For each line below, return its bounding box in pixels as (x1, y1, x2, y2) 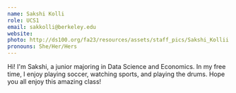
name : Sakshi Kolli (7, 10, 65, 18)
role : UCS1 (7, 17, 40, 24)
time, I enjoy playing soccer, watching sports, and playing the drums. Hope (7, 70, 225, 78)
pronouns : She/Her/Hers (7, 43, 78, 50)
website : (7, 30, 33, 37)
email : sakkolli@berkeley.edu (7, 23, 97, 30)
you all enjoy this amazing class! (7, 77, 102, 85)
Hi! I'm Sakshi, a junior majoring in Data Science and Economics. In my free (7, 63, 226, 70)
